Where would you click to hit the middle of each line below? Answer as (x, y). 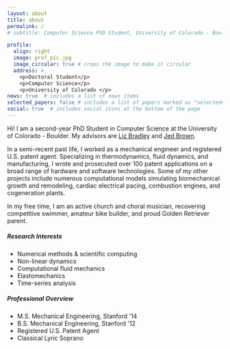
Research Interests (35, 236)
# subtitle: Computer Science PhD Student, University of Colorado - (108, 33)
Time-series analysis (47, 283)
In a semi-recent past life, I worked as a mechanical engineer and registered (114, 149)
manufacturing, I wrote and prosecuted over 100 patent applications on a (110, 164)
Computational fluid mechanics (61, 268)
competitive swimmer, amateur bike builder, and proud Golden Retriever (108, 213)
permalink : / (26, 26)
